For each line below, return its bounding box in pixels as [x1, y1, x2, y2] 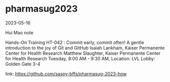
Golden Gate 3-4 [5, 61, 41, 67]
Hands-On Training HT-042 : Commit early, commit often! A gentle [5, 39, 145, 46]
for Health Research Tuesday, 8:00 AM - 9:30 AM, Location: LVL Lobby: [5, 55, 156, 61]
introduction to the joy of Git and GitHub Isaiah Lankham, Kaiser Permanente [5, 45, 165, 51]
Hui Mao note [5, 29, 34, 35]
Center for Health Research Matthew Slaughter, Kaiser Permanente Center [5, 50, 161, 56]
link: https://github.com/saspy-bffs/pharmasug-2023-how [5, 70, 127, 76]
